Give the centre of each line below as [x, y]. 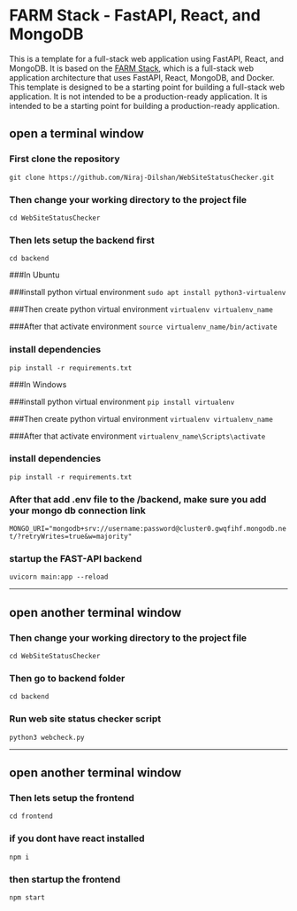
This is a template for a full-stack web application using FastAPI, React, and [147, 58]
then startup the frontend [65, 879]
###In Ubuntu [34, 275]
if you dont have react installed [77, 838]
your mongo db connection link [77, 510]
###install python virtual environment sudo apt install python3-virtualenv [148, 292]
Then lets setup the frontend [72, 798]
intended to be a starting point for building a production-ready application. [145, 105]
